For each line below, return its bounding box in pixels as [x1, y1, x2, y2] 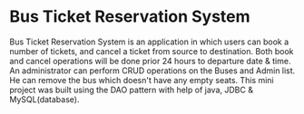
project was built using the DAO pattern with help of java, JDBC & [9, 84, 254, 95]
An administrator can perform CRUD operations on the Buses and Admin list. [9, 65, 296, 76]
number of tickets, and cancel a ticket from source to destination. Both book [9, 45, 294, 56]
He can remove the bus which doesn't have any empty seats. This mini [9, 74, 274, 85]
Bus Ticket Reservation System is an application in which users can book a [9, 36, 289, 47]
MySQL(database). [9, 93, 80, 105]
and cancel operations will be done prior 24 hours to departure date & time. [9, 55, 291, 66]
